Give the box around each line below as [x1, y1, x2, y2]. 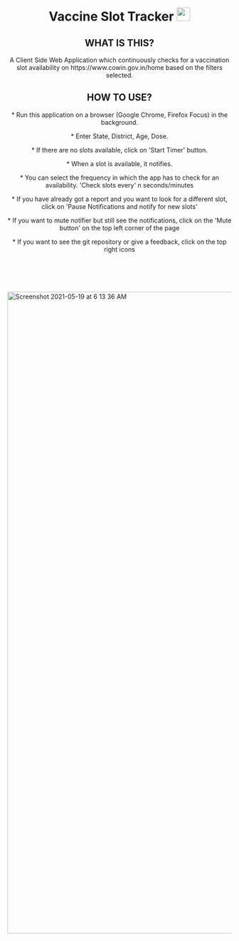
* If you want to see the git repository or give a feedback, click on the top [12, 237, 227, 246]
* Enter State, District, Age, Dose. [70, 132, 169, 140]
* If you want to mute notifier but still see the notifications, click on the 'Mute [7, 216, 232, 225]
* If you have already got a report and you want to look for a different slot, [11, 195, 228, 203]
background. [100, 118, 139, 126]
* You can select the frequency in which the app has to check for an [20, 173, 219, 182]
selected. [105, 71, 134, 79]
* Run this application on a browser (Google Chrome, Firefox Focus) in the [11, 110, 228, 119]
